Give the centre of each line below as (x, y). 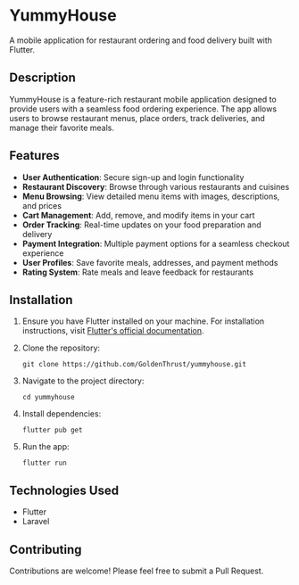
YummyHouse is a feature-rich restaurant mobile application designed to (143, 99)
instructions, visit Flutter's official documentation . (113, 331)
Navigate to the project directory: (83, 381)
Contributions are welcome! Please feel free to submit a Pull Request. (137, 571)
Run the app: (46, 447)
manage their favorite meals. (62, 128)
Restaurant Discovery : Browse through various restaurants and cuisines (156, 186)
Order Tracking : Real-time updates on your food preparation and (141, 225)
